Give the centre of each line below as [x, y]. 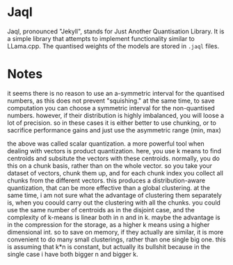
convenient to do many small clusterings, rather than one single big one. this [116, 239]
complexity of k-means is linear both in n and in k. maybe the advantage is [114, 217]
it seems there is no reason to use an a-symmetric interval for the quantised [116, 93]
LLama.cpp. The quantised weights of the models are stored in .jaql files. [113, 46]
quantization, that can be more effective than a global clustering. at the [109, 187]
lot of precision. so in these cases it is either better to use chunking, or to [112, 123]
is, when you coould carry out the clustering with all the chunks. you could [114, 203]
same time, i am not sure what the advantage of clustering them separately [115, 195]
